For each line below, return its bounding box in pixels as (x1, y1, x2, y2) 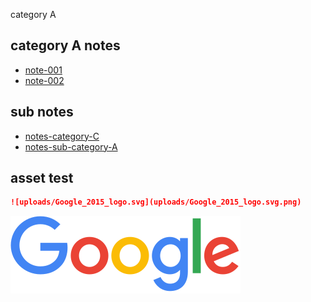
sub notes (10, 104, 74, 121)
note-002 (24, 74, 65, 86)
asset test (10, 170, 74, 187)
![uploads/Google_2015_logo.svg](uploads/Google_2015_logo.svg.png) (10, 197, 302, 208)
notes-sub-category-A (24, 140, 118, 153)
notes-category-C (24, 130, 100, 142)
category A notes (10, 37, 121, 54)
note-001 (24, 64, 63, 76)
